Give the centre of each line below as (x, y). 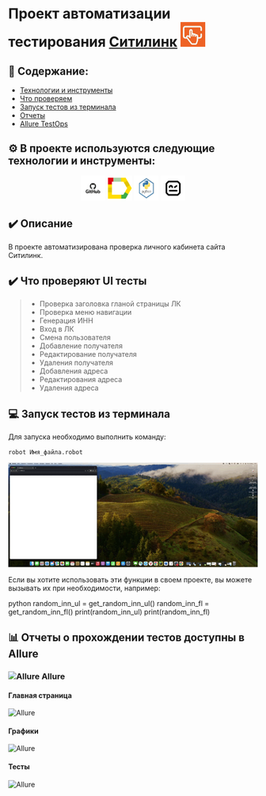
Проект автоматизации (89, 14)
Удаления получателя (76, 363)
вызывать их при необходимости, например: (84, 588)
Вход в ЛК (57, 329)
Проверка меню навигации (85, 313)
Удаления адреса (69, 388)
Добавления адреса (74, 371)
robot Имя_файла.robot (46, 453)
